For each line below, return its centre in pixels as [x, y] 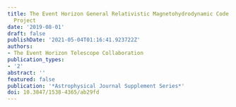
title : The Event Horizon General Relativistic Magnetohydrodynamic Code [118, 14]
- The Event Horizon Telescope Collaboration [75, 53]
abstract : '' [26, 73]
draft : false [26, 33]
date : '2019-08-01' [36, 27]
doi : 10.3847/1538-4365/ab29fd [53, 92]
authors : [20, 46]
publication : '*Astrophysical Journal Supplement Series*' [96, 86]
